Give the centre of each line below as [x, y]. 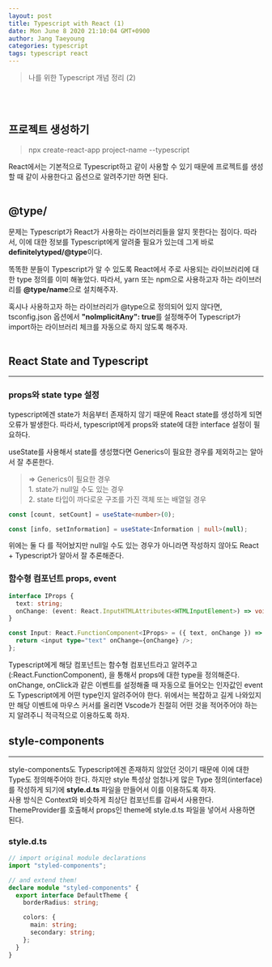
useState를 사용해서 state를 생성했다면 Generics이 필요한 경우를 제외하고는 [128, 452]
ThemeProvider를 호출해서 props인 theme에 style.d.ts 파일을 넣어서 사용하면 [132, 809]
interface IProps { [41, 596]
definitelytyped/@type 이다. [55, 252]
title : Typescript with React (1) [67, 23]
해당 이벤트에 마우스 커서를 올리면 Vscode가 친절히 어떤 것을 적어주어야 [130, 705]
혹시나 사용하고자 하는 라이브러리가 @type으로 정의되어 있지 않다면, [115, 306]
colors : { [40, 918]
